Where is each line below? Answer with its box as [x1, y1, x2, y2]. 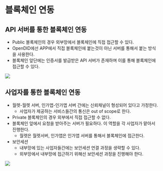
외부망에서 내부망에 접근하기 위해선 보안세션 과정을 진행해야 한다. [19, 151, 143, 156]
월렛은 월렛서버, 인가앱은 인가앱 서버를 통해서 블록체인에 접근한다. [19, 133, 145, 138]
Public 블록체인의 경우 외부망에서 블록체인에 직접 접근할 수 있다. [12, 39, 134, 45]
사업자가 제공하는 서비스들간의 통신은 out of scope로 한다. [19, 108, 131, 114]
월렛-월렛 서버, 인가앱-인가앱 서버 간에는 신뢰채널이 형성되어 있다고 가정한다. [12, 102, 159, 108]
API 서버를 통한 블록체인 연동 [5, 25, 87, 34]
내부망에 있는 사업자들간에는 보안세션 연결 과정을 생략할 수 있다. [19, 145, 141, 151]
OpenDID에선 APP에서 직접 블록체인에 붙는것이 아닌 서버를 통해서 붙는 [12, 45, 147, 51]
